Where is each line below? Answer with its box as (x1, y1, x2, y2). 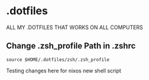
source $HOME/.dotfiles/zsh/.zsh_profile (6, 56, 110, 63)
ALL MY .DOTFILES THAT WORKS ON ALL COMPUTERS (6, 24, 143, 31)
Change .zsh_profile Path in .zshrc (6, 41, 136, 51)
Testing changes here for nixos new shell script (6, 67, 121, 74)
